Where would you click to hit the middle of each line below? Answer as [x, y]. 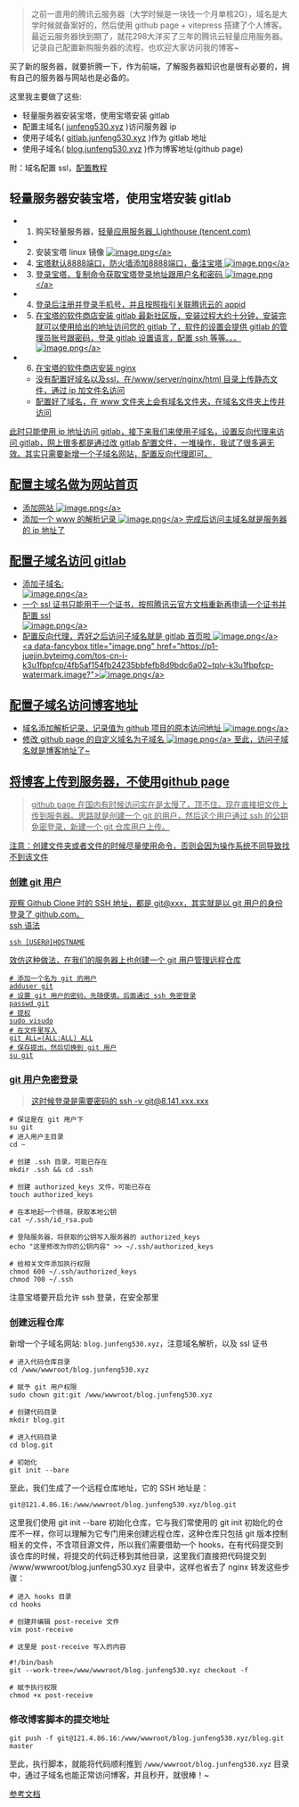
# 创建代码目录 [33, 1412]
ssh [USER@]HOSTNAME [48, 943]
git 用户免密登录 [44, 1080]
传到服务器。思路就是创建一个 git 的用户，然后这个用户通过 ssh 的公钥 [160, 816]
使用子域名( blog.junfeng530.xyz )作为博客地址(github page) [133, 149]
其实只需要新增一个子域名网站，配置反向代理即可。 [118, 453]
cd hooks [25, 1605]
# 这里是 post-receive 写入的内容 [68, 1646]
